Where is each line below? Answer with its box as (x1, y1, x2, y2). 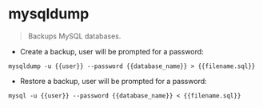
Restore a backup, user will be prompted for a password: (19, 76, 207, 86)
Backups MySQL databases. (27, 31, 122, 41)
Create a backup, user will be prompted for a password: (19, 46, 204, 56)
